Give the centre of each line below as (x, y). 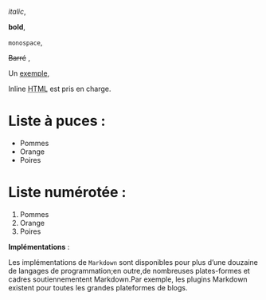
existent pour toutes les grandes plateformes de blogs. (98, 287)
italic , (17, 12)
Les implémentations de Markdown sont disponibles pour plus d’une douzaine (133, 262)
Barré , (19, 58)
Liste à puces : (57, 121)
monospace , (25, 42)
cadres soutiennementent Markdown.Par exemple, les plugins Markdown (128, 279)
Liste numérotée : (67, 193)
